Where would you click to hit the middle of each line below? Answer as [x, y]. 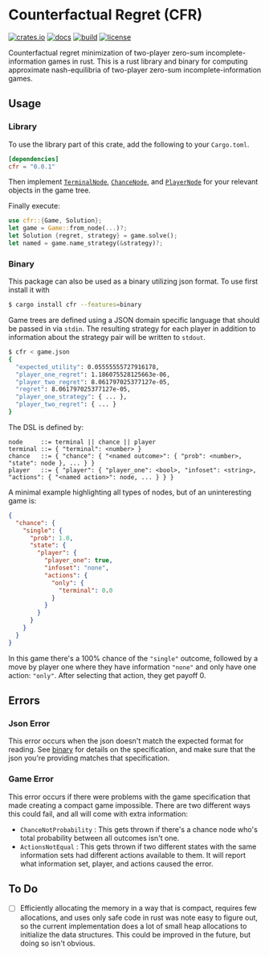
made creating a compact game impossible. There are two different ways [129, 805]
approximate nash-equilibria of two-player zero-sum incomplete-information [135, 69]
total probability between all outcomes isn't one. [100, 838]
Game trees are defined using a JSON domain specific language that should [134, 321]
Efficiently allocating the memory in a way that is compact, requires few [138, 908]
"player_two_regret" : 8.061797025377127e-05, [93, 382]
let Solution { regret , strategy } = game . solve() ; [93, 236]
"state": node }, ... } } [51, 463]
